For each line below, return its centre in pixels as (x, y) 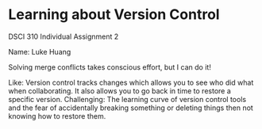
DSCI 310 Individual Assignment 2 (64, 36)
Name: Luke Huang (40, 51)
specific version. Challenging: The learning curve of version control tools (127, 99)
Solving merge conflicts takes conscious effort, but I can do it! (110, 67)
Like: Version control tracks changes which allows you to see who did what (131, 82)
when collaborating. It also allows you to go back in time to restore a (120, 91)
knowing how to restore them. (57, 116)
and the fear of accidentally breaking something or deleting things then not (131, 108)
